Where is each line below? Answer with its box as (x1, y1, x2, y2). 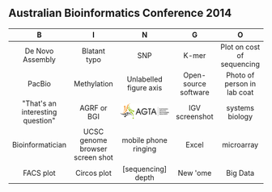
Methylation (74, 78, 113, 88)
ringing (133, 144, 156, 154)
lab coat (226, 87, 254, 97)
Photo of (226, 70, 255, 80)
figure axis (126, 83, 163, 93)
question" (23, 116, 56, 126)
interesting (21, 107, 57, 117)
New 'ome (177, 169, 212, 178)
